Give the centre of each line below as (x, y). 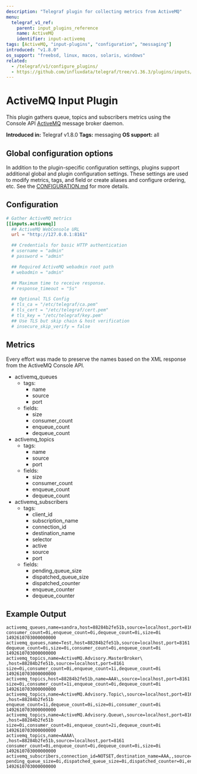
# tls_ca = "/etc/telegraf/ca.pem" (55, 305)
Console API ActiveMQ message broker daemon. (65, 124)
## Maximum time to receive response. (59, 283)
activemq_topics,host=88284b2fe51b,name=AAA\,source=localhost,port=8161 (98, 679)
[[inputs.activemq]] (31, 224)
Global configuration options (60, 153)
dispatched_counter (56, 583)
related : (17, 61)
